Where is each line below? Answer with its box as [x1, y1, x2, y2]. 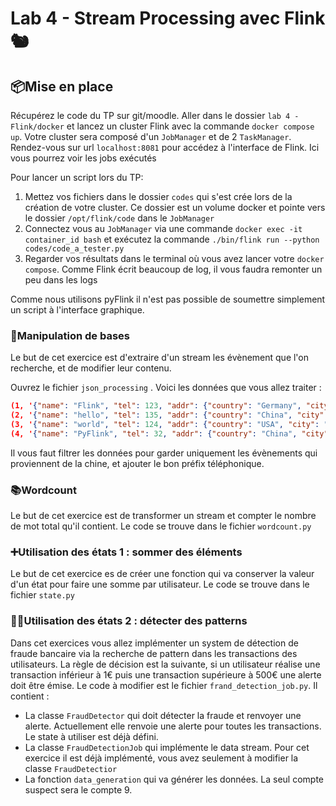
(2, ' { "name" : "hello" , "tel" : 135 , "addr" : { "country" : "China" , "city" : [10, 410, 329, 421]
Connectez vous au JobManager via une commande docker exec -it [24, 223, 303, 234]
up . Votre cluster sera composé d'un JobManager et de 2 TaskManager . [10, 131, 292, 142]
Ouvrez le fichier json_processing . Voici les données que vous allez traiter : [10, 382, 322, 394]
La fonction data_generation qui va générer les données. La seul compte [24, 773, 325, 785]
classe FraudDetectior [24, 762, 118, 774]
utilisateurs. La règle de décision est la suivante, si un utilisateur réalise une [10, 658, 321, 670]
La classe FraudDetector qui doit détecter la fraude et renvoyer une [24, 709, 302, 721]
